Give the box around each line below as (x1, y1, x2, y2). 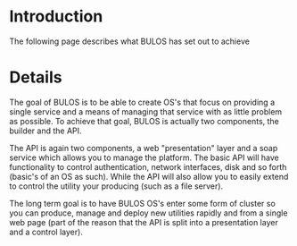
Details (9, 67, 62, 88)
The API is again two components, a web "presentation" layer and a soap (9, 142, 278, 153)
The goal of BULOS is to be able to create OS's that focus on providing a (9, 97, 275, 107)
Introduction (9, 6, 103, 27)
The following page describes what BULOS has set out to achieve (9, 36, 250, 47)
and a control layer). (9, 226, 83, 237)
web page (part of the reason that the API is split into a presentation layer (9, 216, 278, 227)
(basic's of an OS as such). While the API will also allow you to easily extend (9, 171, 289, 182)
